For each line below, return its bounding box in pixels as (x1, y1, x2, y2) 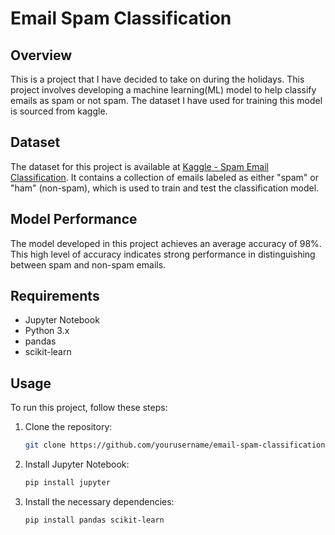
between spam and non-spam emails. (10, 258, 167, 271)
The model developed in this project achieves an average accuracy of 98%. (10, 237, 322, 249)
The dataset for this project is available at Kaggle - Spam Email (10, 160, 269, 172)
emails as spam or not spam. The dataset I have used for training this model (10, 95, 323, 106)
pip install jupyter (24, 478, 111, 488)
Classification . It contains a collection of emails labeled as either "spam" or (10, 171, 319, 183)
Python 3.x (24, 325, 70, 337)
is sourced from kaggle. (10, 105, 108, 117)
